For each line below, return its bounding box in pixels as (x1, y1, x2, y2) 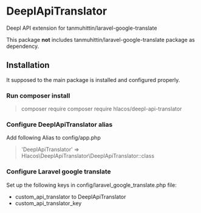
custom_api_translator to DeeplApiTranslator (15, 193, 126, 200)
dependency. (6, 42, 39, 50)
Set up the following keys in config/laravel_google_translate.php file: (6, 181, 177, 189)
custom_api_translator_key (15, 199, 82, 207)
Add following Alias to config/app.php (6, 134, 101, 141)
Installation (6, 60, 50, 70)
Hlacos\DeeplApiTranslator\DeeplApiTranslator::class (21, 152, 155, 160)
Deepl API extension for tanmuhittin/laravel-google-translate (6, 24, 157, 32)
